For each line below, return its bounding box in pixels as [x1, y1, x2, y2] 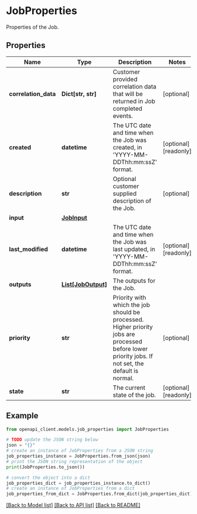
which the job [113, 301, 151, 309]
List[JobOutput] [61, 280, 107, 288]
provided [113, 75, 138, 83]
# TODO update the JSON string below [6, 437, 98, 443]
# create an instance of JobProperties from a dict [6, 485, 135, 492]
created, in [113, 143, 142, 151]
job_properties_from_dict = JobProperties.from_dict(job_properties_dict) [6, 491, 193, 497]
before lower [113, 345, 148, 353]
